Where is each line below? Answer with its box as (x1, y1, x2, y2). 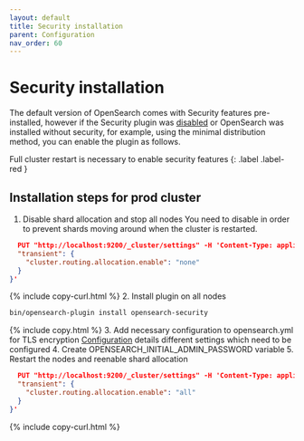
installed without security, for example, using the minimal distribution (9, 127, 266, 138)
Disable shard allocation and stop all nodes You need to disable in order (22, 214, 290, 225)
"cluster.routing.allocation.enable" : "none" (25, 257, 201, 267)
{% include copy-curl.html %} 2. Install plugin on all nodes (9, 291, 226, 302)
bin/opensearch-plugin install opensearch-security (9, 309, 208, 318)
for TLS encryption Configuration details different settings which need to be (9, 334, 292, 345)
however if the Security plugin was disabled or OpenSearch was (44, 117, 285, 128)
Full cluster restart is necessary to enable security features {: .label (9, 154, 260, 165)
